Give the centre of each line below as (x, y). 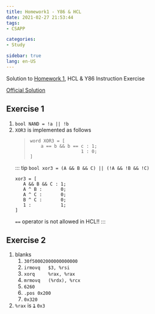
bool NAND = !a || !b (42, 124)
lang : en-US (21, 61)
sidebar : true (24, 56)
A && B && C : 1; (45, 184)
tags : (13, 23)
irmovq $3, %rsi (47, 268)
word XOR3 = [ (47, 141)
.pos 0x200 (37, 294)
